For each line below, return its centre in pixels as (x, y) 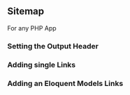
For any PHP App (32, 28)
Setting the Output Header (53, 46)
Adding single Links (41, 64)
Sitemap (26, 11)
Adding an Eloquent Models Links (65, 83)
